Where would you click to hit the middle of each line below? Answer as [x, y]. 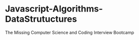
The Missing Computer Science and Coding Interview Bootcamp [69, 32]
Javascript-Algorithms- [54, 9]
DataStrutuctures [41, 19]
